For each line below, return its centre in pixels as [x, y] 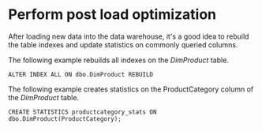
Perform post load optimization [112, 15]
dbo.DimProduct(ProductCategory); [65, 119]
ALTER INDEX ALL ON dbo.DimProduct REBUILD [81, 74]
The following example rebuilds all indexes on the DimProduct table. [118, 60]
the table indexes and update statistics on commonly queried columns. [123, 44]
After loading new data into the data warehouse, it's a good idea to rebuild [129, 36]
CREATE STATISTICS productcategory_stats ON [82, 112]
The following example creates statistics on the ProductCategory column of [131, 89]
